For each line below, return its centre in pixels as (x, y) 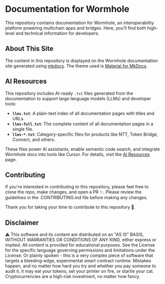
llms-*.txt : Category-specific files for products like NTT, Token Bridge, (85, 134)
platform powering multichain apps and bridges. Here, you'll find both (76, 28)
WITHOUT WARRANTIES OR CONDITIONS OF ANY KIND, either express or (81, 240)
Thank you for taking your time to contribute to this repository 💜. (70, 207)
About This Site (29, 49)
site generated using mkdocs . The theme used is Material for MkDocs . (76, 66)
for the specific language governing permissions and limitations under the (80, 250)
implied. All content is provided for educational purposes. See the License (80, 245)
